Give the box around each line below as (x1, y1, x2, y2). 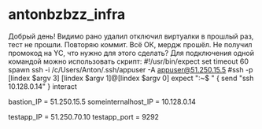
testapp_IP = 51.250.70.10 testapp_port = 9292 (8, 112, 160, 121)
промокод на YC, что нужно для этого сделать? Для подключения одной (8, 48, 254, 57)
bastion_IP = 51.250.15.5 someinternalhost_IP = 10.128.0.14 (8, 97, 197, 106)
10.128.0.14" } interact (8, 81, 77, 91)
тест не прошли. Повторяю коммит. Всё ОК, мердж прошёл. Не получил (8, 39, 253, 49)
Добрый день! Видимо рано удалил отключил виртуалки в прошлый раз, (8, 31, 254, 41)
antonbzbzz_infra (8, 6, 126, 24)
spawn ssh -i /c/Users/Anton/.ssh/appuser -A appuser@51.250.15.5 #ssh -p (8, 64, 253, 74)
